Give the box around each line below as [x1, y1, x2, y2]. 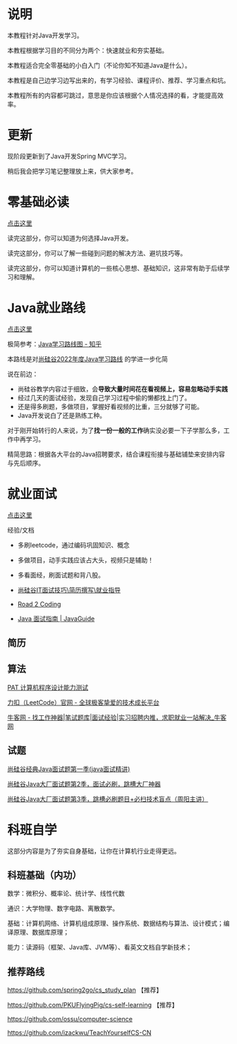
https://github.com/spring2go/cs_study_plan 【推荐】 [7, 985, 163, 995]
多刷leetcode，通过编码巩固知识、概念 [17, 540, 130, 549]
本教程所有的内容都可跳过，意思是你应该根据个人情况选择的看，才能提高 [7, 91, 217, 99]
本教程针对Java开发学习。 [7, 31, 83, 40]
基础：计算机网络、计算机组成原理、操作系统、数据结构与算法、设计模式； [7, 919, 224, 928]
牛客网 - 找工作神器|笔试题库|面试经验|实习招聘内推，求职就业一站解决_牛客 [7, 713, 227, 722]
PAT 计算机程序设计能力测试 [7, 683, 89, 691]
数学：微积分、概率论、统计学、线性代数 [7, 890, 125, 898]
